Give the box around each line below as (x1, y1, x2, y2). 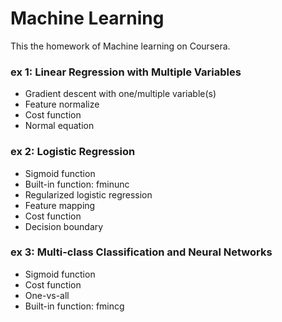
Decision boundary (24, 220, 104, 232)
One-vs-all (24, 289, 70, 301)
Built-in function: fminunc (24, 178, 130, 190)
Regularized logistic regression (24, 188, 153, 201)
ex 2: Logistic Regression (10, 145, 136, 159)
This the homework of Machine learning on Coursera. (10, 40, 231, 52)
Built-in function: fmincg (24, 300, 125, 312)
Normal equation (24, 120, 95, 132)
